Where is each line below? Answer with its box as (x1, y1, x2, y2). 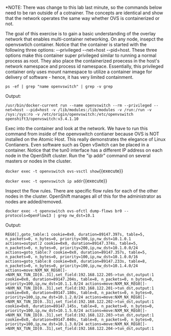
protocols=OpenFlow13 (5, 213, 52, 218)
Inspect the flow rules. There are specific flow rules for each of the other (5, 188, 158, 194)
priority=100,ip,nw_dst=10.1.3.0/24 (5, 322, 83, 327)
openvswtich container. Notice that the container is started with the (5, 41, 147, 48)
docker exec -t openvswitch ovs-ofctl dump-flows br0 (5, 208, 123, 214)
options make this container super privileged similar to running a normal (5, 52, 157, 58)
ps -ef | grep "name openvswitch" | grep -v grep (5, 84, 113, 89)
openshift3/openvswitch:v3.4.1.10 (5, 116, 79, 121)
